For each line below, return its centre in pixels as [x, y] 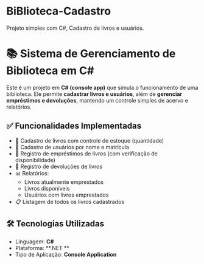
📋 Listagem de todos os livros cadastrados [70, 201]
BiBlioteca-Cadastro [59, 11]
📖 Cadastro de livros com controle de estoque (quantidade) [90, 140]
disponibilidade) [35, 160]
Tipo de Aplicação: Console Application [66, 254]
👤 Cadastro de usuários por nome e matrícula [72, 147]
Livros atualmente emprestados [64, 182]
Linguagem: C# [34, 242]
